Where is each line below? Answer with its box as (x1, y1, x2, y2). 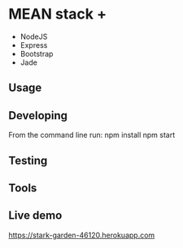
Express (20, 40, 48, 49)
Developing (8, 109, 68, 122)
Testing (8, 153, 48, 167)
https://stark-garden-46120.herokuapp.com (8, 230, 155, 240)
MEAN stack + (8, 5, 107, 24)
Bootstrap (20, 49, 54, 58)
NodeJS (20, 32, 48, 41)
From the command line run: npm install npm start (8, 130, 176, 140)
